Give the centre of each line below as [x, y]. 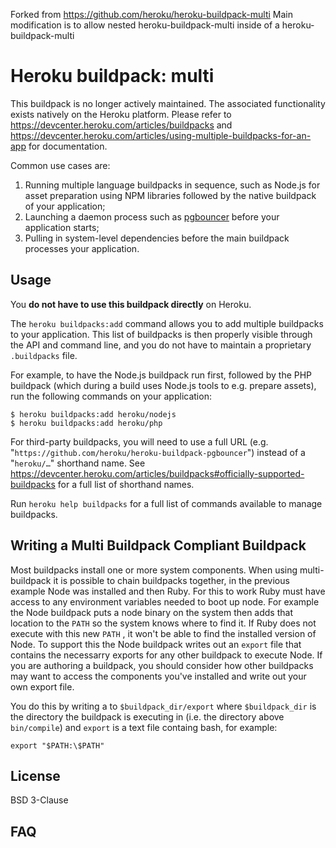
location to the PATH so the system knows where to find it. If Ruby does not [163, 623]
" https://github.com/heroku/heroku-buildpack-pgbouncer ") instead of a [158, 452]
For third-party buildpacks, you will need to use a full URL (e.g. [139, 441]
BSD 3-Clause [39, 800]
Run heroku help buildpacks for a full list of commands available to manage [166, 503]
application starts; [62, 227]
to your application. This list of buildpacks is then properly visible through [161, 334]
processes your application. [82, 248]
